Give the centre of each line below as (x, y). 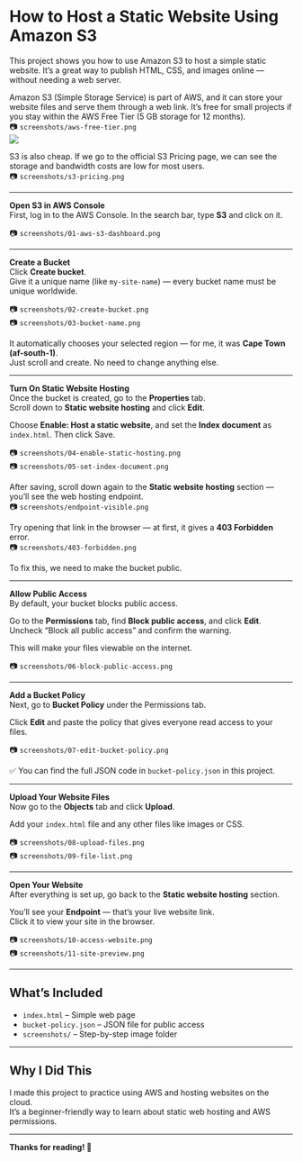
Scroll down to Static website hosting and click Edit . (107, 407)
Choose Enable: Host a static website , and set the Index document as (141, 424)
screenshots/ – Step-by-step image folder (100, 1034)
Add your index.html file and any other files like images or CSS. (127, 824)
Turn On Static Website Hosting (70, 388)
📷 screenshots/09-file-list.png (71, 855)
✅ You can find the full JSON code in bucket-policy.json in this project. (142, 770)
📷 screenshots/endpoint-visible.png (79, 506)
